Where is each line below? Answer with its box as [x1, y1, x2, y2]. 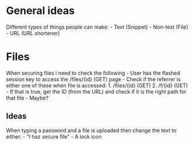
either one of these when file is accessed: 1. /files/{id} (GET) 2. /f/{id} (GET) [6, 82, 188, 89]
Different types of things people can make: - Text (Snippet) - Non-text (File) [6, 23, 189, 30]
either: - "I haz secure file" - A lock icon [6, 133, 102, 140]
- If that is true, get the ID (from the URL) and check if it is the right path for [6, 88, 187, 95]
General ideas [6, 4, 75, 18]
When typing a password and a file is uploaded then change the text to [6, 127, 177, 134]
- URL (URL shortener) [6, 29, 60, 36]
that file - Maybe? [6, 94, 49, 101]
